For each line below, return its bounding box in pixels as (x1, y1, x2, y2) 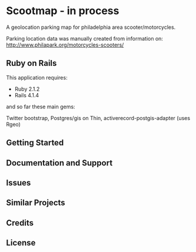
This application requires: (6, 74, 68, 81)
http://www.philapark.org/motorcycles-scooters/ (6, 41, 124, 48)
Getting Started (6, 138, 64, 148)
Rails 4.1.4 (14, 91, 39, 98)
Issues (6, 178, 31, 188)
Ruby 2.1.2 (14, 85, 40, 92)
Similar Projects (6, 198, 66, 208)
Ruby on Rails (6, 58, 57, 68)
